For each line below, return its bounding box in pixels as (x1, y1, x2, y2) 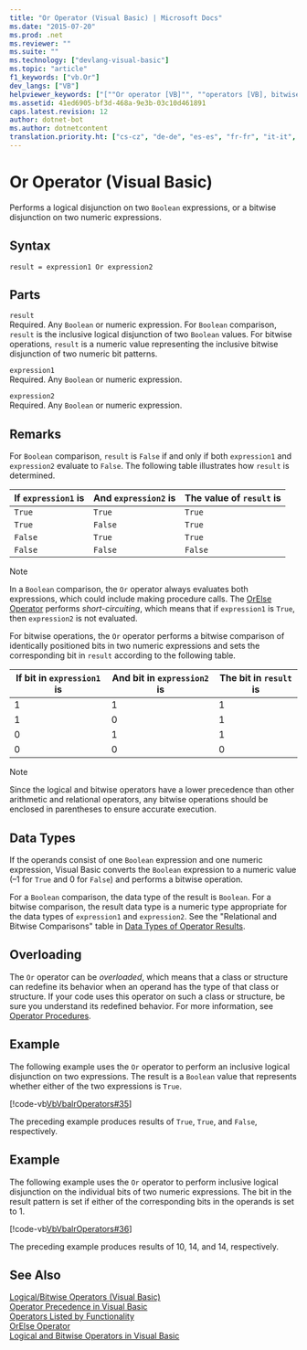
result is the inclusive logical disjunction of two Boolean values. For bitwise (9, 329, 292, 340)
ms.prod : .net (9, 30, 64, 39)
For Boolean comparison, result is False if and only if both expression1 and (9, 451, 292, 462)
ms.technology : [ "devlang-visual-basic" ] (9, 56, 170, 65)
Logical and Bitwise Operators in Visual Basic (9, 1331, 180, 1342)
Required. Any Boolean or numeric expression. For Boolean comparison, (9, 319, 277, 330)
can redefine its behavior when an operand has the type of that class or (9, 981, 280, 992)
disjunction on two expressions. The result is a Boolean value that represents (9, 1070, 297, 1081)
